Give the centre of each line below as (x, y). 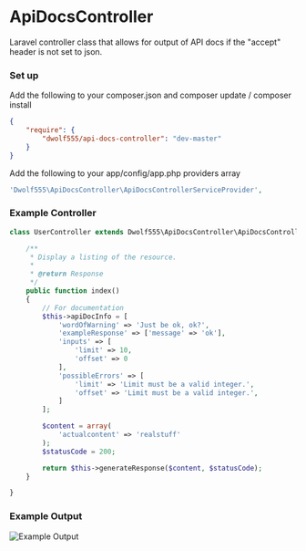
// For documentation (83, 307)
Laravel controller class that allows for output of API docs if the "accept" (145, 42)
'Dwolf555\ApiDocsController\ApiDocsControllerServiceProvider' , (136, 190)
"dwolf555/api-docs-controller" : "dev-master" (132, 139)
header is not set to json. (56, 51)
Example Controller (53, 213)
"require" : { (51, 130)
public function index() (73, 291)
